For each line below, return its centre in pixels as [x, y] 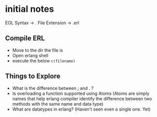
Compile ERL [25, 38]
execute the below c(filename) [44, 61]
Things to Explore [33, 76]
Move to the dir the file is [38, 50]
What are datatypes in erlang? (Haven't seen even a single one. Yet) [81, 109]
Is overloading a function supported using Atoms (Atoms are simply [81, 93]
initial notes [30, 9]
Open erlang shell [30, 55]
